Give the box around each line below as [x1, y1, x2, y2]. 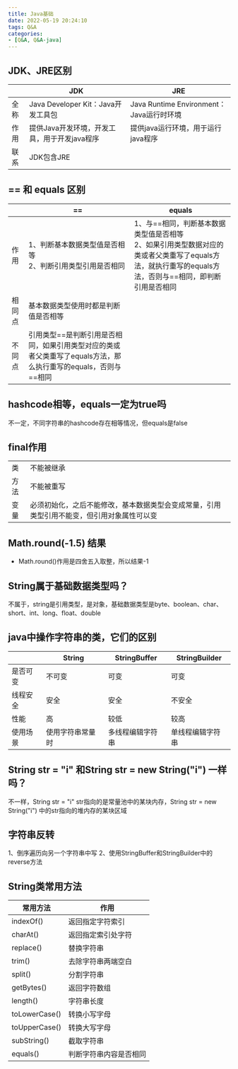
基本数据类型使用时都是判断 [28, 300, 121, 310]
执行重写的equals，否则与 [35, 361, 122, 371]
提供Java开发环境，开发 [28, 123, 109, 133]
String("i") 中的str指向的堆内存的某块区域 [8, 806, 128, 814]
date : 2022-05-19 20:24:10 [8, 17, 88, 24]
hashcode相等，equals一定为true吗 [8, 399, 167, 411]
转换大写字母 [68, 1023, 112, 1033]
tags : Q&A [8, 23, 37, 30]
